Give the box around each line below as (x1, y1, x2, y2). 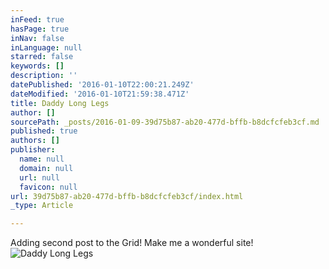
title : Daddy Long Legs (10, 98, 110, 108)
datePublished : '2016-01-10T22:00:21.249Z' (10, 80, 195, 90)
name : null (19, 154, 65, 164)
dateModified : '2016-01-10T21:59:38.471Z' (10, 89, 190, 99)
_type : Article (10, 201, 74, 211)
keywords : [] (10, 61, 65, 71)
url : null (19, 172, 60, 183)
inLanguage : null (10, 42, 83, 53)
